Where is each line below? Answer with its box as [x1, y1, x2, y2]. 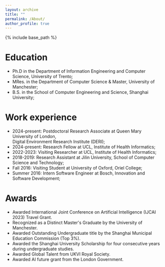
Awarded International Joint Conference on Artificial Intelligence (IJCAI [12, 209, 156, 215]
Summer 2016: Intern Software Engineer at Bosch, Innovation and [12, 170, 145, 176]
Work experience [5, 112, 77, 123]
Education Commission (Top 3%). [12, 235, 81, 241]
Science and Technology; [12, 160, 64, 166]
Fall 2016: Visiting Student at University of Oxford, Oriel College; [12, 165, 143, 171]
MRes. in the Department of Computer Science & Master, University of [12, 79, 155, 85]
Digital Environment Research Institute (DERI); [12, 139, 105, 145]
